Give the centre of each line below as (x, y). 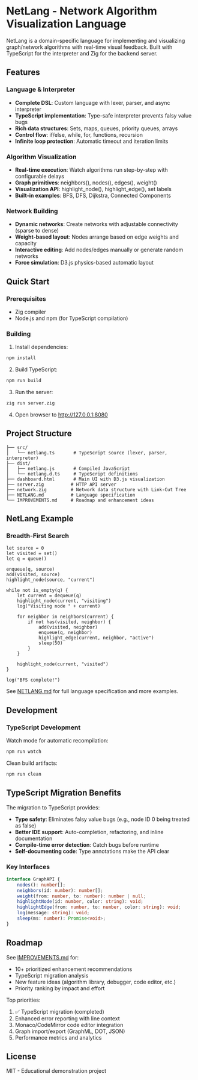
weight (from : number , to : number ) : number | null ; (82, 896)
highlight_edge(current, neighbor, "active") (96, 638)
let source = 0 (25, 548)
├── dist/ (19, 463)
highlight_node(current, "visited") (63, 664)
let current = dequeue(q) (49, 596)
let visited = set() (32, 554)
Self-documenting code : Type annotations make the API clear (92, 851)
